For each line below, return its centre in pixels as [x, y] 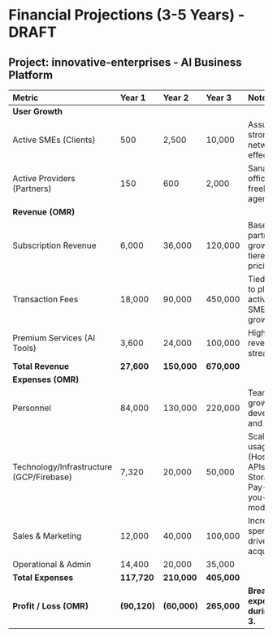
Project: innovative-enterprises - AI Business [125, 62]
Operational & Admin [52, 564]
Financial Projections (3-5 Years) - [127, 15]
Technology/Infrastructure [62, 467]
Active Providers [44, 178]
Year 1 [133, 97]
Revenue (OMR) [44, 212]
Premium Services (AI [54, 338]
